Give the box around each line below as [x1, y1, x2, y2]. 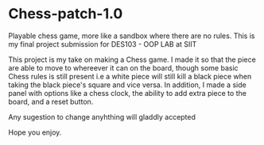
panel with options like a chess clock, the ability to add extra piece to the [8, 88, 247, 97]
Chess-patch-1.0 [8, 5, 123, 23]
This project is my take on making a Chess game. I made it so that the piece [8, 55, 256, 64]
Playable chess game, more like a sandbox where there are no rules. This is [8, 31, 255, 40]
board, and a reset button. [8, 97, 94, 106]
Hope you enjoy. [8, 128, 62, 137]
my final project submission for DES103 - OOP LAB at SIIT [8, 39, 197, 48]
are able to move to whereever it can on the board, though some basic [8, 63, 239, 72]
